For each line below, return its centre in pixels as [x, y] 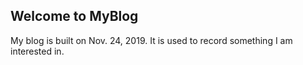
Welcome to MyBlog [74, 16]
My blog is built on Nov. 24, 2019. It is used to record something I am [151, 40]
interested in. [37, 51]
